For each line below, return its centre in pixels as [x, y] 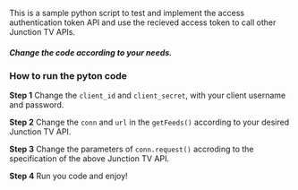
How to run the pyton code [68, 75]
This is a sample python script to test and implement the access [127, 13]
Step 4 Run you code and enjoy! [68, 176]
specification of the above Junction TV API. [89, 159]
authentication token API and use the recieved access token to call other [143, 22]
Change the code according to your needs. [91, 52]
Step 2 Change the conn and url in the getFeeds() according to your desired [149, 122]
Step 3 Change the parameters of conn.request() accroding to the [132, 149]
